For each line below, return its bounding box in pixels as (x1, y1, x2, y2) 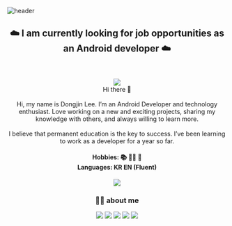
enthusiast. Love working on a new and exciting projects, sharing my (18, 107, 216, 115)
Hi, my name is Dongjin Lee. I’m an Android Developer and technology (16, 99, 218, 108)
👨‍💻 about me (95, 195, 139, 205)
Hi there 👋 (102, 85, 132, 93)
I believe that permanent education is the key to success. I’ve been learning (8, 129, 226, 138)
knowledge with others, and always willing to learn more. (36, 115, 199, 123)
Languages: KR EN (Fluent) (77, 163, 157, 172)
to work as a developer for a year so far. (59, 136, 175, 145)
